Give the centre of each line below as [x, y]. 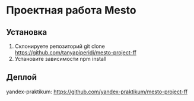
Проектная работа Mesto [71, 10]
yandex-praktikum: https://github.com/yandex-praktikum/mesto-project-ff [97, 92]
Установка [27, 32]
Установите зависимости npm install [61, 59]
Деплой [22, 77]
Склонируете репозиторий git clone [60, 46]
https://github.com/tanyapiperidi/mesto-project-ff [75, 53]
